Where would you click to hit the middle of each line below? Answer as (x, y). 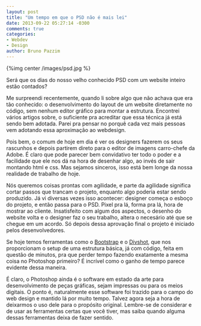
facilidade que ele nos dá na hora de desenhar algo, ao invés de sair (91, 161)
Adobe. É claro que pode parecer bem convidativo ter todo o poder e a (94, 154)
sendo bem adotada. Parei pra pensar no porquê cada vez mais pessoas (96, 124)
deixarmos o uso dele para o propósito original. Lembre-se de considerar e (99, 304)
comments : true (25, 29)
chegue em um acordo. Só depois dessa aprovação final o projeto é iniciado (100, 224)
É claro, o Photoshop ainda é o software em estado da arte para (85, 279)
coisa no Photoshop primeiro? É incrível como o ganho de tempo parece (95, 261)
